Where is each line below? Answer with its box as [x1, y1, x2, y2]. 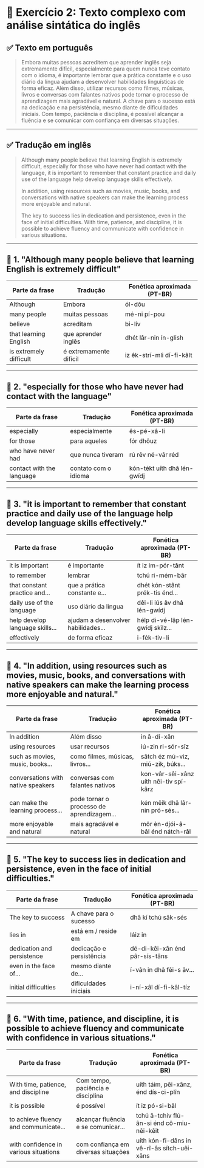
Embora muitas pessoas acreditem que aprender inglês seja [21, 59, 172, 66]
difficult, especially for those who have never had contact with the [21, 162, 187, 169]
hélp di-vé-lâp [137, 616, 180, 624]
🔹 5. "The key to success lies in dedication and [6, 855, 186, 865]
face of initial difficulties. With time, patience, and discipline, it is [21, 218, 182, 225]
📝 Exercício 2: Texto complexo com [6, 5, 186, 19]
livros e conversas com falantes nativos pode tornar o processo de [21, 91, 189, 98]
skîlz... [154, 624, 172, 632]
